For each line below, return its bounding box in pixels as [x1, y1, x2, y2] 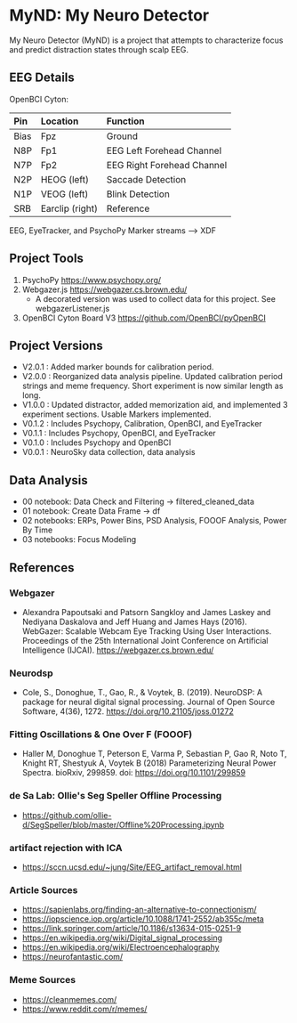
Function [106, 115, 145, 127]
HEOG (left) [40, 173, 89, 185]
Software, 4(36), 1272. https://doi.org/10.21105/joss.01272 [21, 706, 234, 717]
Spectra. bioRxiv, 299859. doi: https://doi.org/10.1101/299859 [21, 767, 246, 778]
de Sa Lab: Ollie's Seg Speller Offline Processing [9, 790, 222, 802]
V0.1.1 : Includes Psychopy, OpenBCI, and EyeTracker [21, 428, 216, 439]
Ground [106, 130, 139, 142]
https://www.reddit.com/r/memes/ [21, 1003, 148, 1014]
